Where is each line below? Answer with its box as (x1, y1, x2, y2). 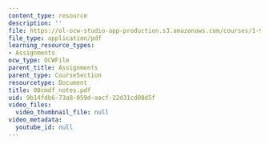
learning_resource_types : (8, 42, 94, 50)
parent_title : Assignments (8, 64, 98, 72)
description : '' (8, 19, 62, 27)
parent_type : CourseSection (8, 71, 102, 79)
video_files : (8, 101, 52, 109)
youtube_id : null (15, 123, 74, 131)
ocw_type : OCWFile (8, 57, 70, 65)
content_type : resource (8, 11, 88, 20)
